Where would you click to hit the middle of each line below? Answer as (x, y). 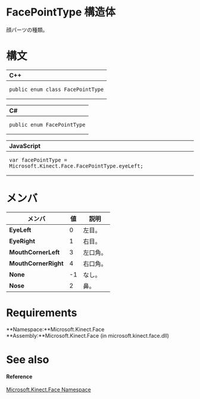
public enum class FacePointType (57, 89)
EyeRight (22, 241)
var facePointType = (38, 160)
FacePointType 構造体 (61, 12)
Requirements (42, 313)
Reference (19, 376)
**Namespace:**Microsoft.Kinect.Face (55, 329)
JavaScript (25, 146)
